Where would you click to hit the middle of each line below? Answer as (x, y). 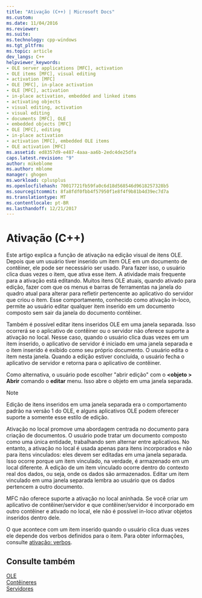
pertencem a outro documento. (45, 487)
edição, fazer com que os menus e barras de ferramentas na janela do (94, 287)
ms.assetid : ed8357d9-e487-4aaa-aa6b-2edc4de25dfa (71, 152)
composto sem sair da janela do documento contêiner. (74, 313)
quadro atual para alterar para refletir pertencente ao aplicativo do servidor (100, 294)
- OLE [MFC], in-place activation (50, 85)
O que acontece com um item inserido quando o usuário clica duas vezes (98, 530)
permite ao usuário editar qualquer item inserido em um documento (90, 306)
